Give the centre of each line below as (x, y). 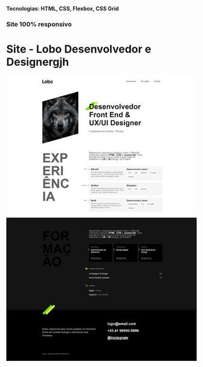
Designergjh (38, 62)
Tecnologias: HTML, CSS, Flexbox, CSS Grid (63, 8)
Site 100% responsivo (39, 24)
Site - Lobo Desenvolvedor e (79, 49)
